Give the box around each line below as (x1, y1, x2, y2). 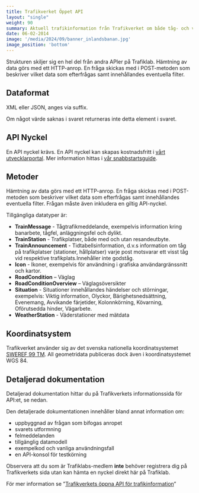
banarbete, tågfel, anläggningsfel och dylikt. (14, 229, 123, 236)
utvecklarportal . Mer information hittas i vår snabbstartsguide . (6, 154, 158, 162)
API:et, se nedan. (6, 396, 48, 403)
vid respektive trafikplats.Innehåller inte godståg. (14, 255, 134, 262)
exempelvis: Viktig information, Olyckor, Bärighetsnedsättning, (14, 292, 167, 300)
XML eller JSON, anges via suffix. (6, 103, 88, 110)
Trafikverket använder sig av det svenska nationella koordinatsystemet (6, 345, 179, 352)
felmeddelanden (14, 432, 55, 439)
